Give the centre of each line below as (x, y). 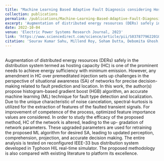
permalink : (16, 18)
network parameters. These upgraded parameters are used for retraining (78, 127)
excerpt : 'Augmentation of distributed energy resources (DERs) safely (79, 23)
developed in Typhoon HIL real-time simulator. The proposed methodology (80, 148)
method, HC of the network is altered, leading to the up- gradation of (74, 122)
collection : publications (31, 14)
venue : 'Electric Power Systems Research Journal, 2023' (64, 32)
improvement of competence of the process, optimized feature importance (80, 112)
